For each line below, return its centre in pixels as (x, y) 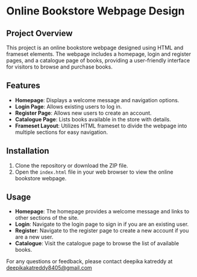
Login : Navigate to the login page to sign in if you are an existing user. (102, 224)
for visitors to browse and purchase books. (59, 67)
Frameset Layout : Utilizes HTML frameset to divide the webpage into (101, 126)
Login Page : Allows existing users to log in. (68, 106)
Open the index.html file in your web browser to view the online (94, 172)
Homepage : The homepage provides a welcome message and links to (102, 212)
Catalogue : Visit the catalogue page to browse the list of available (97, 243)
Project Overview (39, 33)
